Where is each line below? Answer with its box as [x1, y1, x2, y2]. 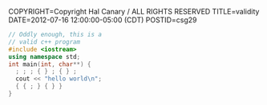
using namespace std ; [8, 52, 81, 60]
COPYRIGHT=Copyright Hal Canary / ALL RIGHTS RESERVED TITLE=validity [8, 7, 260, 16]
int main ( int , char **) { [8, 60, 91, 68]
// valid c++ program [8, 37, 81, 46]
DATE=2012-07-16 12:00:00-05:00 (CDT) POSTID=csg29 [8, 15, 197, 25]
